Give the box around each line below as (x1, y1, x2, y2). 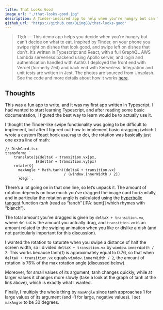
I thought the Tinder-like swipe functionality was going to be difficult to (5, 122, 147, 127)
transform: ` (5, 151, 32, 155)
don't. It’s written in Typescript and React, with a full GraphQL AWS (16, 49, 151, 55)
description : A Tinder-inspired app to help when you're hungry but (5, 16, 147, 21)
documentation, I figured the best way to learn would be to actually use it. (5, 112, 152, 118)
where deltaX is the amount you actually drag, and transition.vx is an (5, 220, 146, 226)
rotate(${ (14, 163, 34, 169)
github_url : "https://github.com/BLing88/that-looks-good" (5, 20, 127, 26)
